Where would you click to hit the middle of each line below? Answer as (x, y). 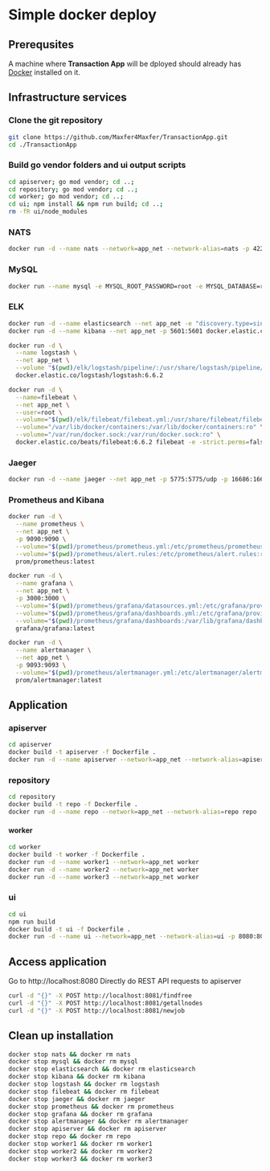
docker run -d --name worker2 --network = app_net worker (104, 870)
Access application (57, 962)
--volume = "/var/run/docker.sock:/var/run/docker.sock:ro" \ (118, 435)
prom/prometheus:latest (55, 561)
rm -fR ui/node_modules (48, 212)
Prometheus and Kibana (56, 500)
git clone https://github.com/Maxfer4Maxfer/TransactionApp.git (118, 137)
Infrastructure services (67, 98)
